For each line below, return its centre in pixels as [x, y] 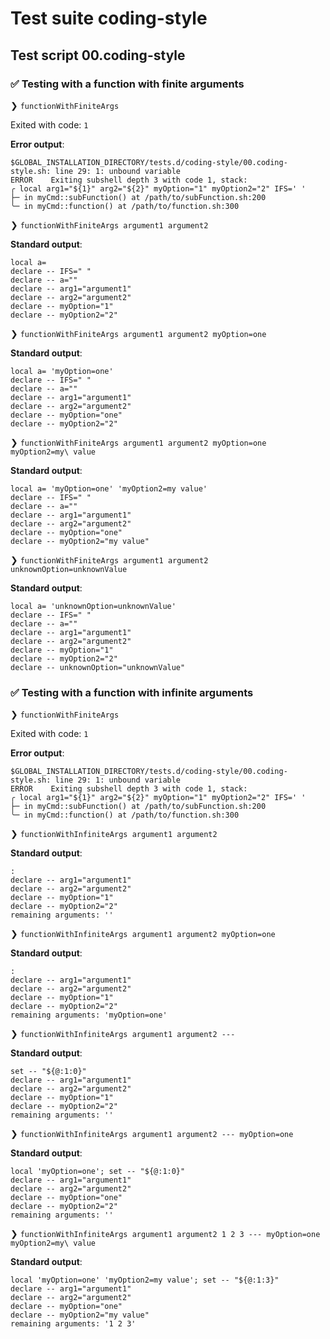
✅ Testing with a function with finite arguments [127, 84]
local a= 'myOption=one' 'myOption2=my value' [109, 488]
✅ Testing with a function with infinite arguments [132, 692]
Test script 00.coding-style [98, 55]
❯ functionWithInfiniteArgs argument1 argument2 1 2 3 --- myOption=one [165, 1234]
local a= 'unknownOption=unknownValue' [93, 606]
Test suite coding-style [109, 18]
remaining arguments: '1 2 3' [73, 1324]
